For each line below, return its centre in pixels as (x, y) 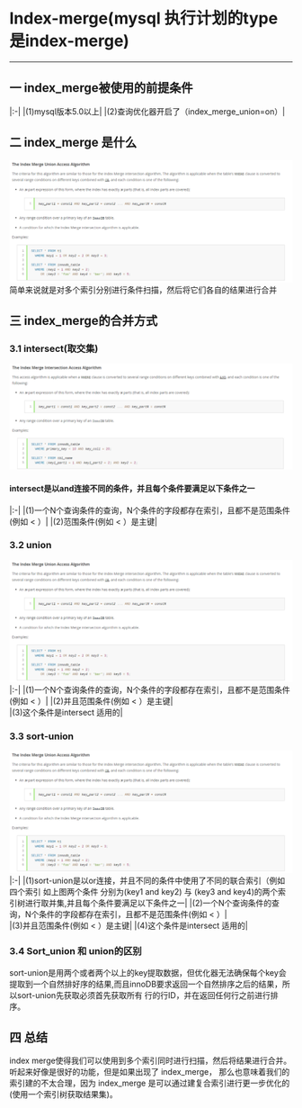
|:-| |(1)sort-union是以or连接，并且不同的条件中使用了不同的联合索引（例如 (147, 881)
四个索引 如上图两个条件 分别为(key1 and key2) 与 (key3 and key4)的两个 (144, 892)
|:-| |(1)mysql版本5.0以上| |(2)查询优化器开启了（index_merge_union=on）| (147, 111)
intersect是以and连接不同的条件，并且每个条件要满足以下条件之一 (132, 488)
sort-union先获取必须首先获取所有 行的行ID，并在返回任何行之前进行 (144, 995)
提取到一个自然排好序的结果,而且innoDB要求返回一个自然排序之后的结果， (146, 984)
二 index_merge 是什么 (73, 143)
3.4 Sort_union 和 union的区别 (75, 951)
